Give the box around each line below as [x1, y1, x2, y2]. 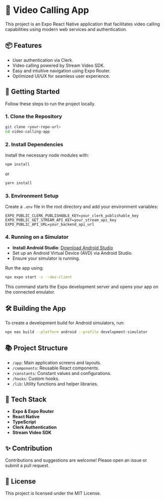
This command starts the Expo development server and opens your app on [5, 284, 159, 290]
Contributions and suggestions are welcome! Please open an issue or [5, 457, 148, 463]
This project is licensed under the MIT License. [5, 491, 101, 497]
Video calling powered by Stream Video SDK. [12, 62, 105, 68]
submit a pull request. [5, 463, 50, 469]
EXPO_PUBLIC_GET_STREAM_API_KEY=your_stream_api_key [5, 217, 117, 222]
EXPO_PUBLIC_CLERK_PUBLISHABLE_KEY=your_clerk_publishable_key [5, 213, 139, 218]
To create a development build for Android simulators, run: [5, 320, 125, 326]
